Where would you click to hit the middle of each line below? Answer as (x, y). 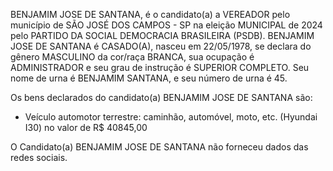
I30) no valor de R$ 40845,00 (86, 127)
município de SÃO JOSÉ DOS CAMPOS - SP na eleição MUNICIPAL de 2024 (166, 25)
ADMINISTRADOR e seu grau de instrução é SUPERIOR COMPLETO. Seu (160, 67)
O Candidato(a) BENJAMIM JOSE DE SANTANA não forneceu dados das (159, 147)
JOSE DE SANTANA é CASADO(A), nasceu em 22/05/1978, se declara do (161, 46)
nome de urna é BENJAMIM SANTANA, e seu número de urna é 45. (149, 78)
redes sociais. (39, 157)
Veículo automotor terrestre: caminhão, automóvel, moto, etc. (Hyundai (171, 117)
